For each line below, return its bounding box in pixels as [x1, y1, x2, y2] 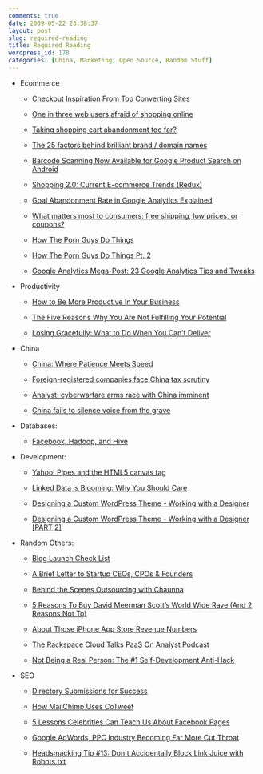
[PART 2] [31, 522, 62, 532]
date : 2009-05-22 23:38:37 [8, 19, 98, 27]
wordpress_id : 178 [8, 49, 70, 57]
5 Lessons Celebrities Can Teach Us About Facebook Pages [31, 717, 230, 727]
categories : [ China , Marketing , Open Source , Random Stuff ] [8, 57, 213, 65]
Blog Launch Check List [31, 553, 110, 563]
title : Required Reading [8, 42, 91, 50]
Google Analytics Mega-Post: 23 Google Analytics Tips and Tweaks [31, 266, 256, 275]
